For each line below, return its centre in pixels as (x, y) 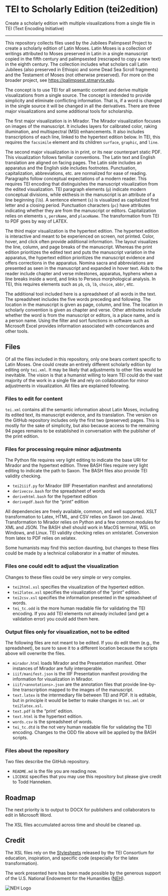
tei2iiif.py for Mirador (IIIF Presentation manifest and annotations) (82, 486)
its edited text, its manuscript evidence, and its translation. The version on (81, 415)
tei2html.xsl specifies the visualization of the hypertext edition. (78, 587)
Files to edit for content (34, 399)
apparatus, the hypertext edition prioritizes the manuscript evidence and (80, 257)
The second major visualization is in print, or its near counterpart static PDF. (83, 152)
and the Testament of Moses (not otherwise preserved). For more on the (80, 75)
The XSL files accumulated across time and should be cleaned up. (73, 825)
